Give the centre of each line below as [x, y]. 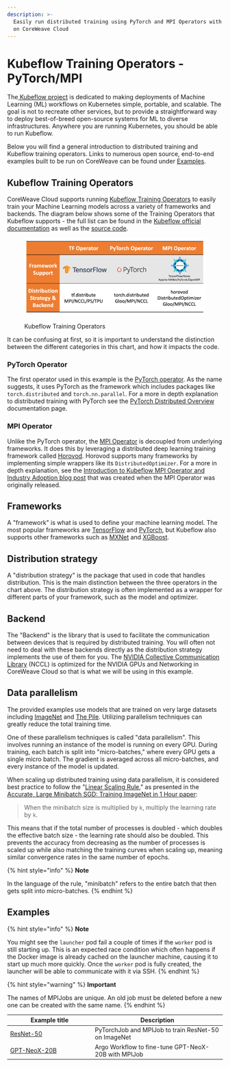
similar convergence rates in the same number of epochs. [88, 857]
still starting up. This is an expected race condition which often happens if [111, 949]
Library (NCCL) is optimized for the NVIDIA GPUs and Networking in [103, 664]
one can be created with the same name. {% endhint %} [86, 1005]
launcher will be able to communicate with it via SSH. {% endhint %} [103, 971]
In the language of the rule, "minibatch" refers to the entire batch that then [112, 884]
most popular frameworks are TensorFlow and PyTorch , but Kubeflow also [112, 530]
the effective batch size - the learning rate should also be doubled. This [108, 835]
